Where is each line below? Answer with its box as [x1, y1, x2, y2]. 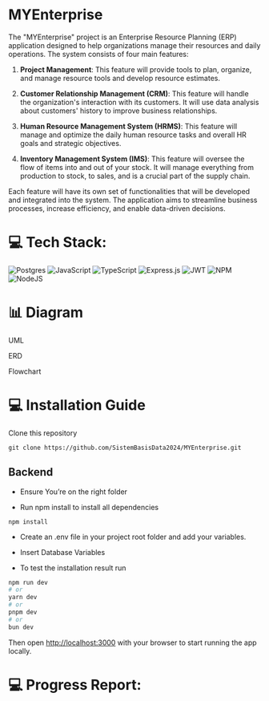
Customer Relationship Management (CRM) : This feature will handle [19, 88, 250, 98]
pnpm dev [8, 608, 38, 617]
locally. [8, 646, 32, 655]
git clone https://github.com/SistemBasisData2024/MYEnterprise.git [8, 444, 242, 452]
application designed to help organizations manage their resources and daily [8, 40, 261, 50]
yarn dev [8, 594, 38, 602]
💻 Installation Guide [8, 396, 146, 414]
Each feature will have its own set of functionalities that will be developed [8, 186, 251, 196]
